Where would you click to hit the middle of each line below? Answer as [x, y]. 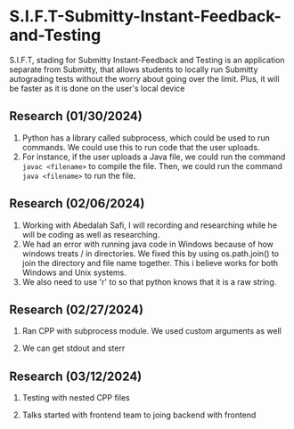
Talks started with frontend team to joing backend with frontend [139, 415]
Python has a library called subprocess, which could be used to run [146, 138]
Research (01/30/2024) [76, 116]
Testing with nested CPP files [76, 398]
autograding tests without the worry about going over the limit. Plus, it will [144, 78]
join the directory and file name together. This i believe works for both [150, 263]
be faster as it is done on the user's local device [97, 88]
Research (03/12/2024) [76, 376]
